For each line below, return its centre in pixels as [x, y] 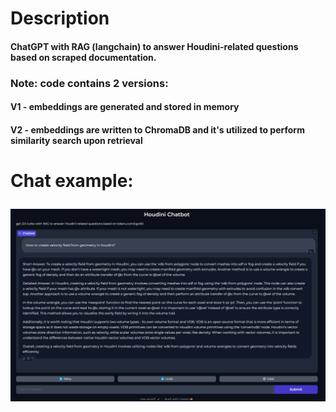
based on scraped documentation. [83, 57]
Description [60, 18]
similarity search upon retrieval [76, 140]
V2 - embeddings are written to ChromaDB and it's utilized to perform [157, 129]
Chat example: [72, 181]
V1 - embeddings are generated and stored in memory [125, 107]
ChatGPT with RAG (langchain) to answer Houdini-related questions [154, 46]
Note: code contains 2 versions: [89, 83]
